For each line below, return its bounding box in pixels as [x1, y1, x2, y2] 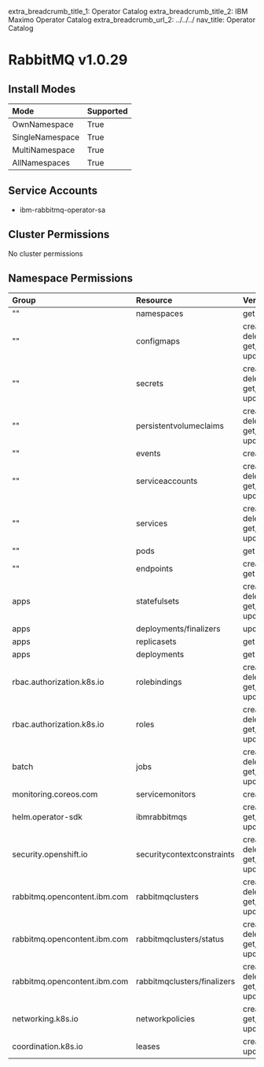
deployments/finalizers [136, 623, 221, 634]
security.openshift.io [12, 849, 88, 860]
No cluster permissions [8, 248, 83, 258]
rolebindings [136, 677, 182, 688]
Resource [136, 295, 173, 306]
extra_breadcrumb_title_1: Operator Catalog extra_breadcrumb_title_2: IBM [8, 7, 248, 16]
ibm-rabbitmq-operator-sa [19, 205, 106, 214]
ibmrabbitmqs [136, 812, 187, 823]
